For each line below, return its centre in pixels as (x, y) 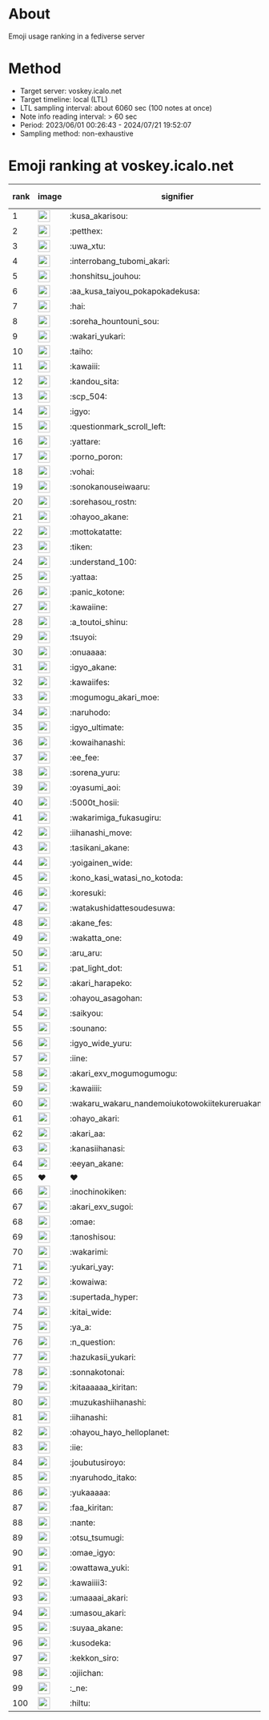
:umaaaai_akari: (98, 1597)
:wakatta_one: (96, 938)
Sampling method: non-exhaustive (76, 133)
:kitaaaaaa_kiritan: (103, 1387)
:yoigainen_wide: (101, 862)
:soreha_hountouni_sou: (114, 321)
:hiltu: (80, 1703)
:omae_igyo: (92, 1552)
